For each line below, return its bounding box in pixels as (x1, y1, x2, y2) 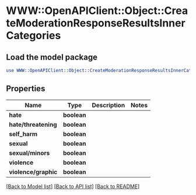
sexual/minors (9, 149, 50, 157)
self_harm (9, 130, 38, 138)
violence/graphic (9, 168, 58, 176)
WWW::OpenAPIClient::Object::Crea (6, 4, 188, 18)
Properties (6, 83, 45, 94)
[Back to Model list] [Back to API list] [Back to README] (6, 183, 140, 190)
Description (92, 101, 125, 109)
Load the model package (6, 52, 98, 62)
